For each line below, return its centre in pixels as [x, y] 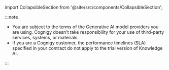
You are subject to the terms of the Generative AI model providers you [85, 27]
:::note [11, 17]
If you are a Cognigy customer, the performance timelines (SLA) [79, 43]
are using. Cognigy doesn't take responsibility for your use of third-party [88, 32]
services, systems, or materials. [45, 38]
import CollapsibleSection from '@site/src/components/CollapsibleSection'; [84, 7]
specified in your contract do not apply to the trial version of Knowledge [87, 48]
